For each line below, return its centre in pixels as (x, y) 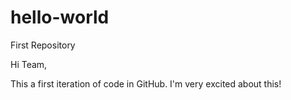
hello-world (60, 17)
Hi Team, (29, 64)
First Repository (43, 45)
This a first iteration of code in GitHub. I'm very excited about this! (146, 83)
